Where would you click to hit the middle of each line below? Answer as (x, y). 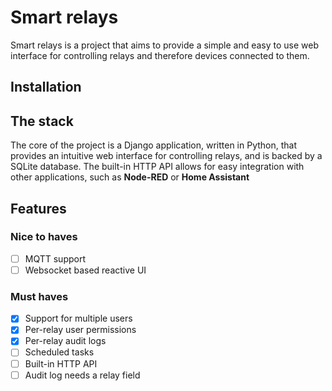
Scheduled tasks (59, 352)
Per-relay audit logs (65, 341)
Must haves (39, 296)
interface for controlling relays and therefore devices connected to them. (160, 55)
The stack (42, 121)
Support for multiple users (78, 318)
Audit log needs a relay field (82, 375)
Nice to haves (44, 237)
